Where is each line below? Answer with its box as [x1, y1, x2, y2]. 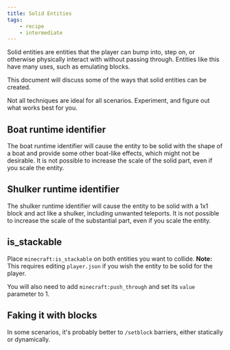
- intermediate [19, 29, 63, 36]
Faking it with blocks [7, 310, 97, 321]
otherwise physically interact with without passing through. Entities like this [7, 56, 220, 64]
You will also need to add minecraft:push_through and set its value [7, 282, 196, 290]
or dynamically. [7, 335, 51, 343]
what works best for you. [7, 104, 78, 112]
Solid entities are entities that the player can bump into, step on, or [7, 48, 196, 56]
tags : [7, 16, 23, 23]
